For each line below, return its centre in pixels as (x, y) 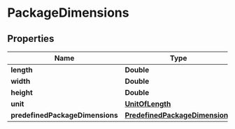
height (22, 92)
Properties (31, 39)
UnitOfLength (148, 104)
